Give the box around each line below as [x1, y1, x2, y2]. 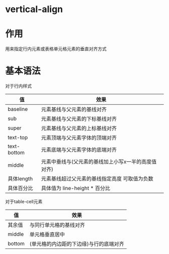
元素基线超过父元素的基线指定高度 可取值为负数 [41, 175, 153, 182]
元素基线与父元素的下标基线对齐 [41, 115, 117, 122]
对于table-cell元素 [5, 199, 43, 205]
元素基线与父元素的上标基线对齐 [41, 125, 117, 132]
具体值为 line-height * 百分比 [41, 185, 111, 192]
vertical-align [5, 4, 63, 15]
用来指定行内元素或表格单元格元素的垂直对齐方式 [5, 46, 107, 52]
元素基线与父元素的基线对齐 [41, 106, 107, 113]
